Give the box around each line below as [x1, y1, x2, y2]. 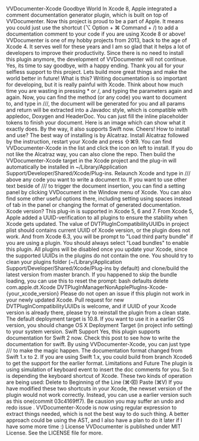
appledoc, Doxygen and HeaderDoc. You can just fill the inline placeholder [6, 113, 188, 120]
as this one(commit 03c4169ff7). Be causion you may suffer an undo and [6, 397, 185, 405]
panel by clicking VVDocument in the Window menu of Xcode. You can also [6, 189, 191, 195]
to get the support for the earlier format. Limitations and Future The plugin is [6, 360, 193, 367]
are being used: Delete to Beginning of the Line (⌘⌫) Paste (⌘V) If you [6, 378, 183, 386]
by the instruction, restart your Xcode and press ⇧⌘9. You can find [6, 138, 172, 145]
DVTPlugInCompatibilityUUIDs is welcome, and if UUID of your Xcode [6, 303, 176, 309]
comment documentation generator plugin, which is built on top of [6, 11, 168, 18]
